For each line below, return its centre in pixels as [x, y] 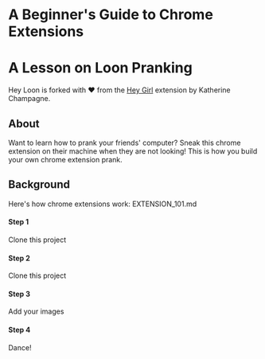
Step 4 [19, 330]
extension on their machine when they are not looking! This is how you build [133, 151]
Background [39, 185]
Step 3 [19, 294]
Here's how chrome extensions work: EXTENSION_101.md [103, 204]
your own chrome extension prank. [66, 159]
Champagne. [29, 99]
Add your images [36, 311]
